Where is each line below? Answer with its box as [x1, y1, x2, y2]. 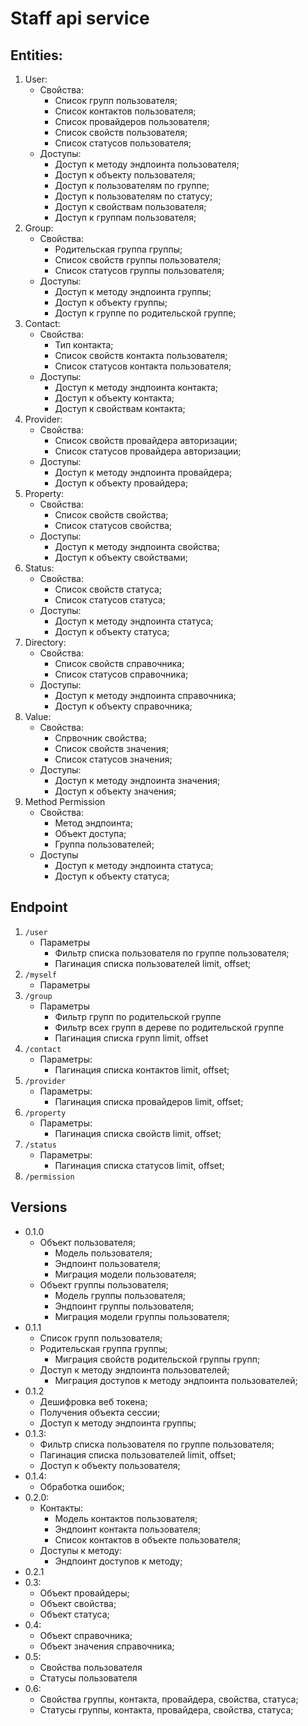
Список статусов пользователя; [54, 137, 192, 149]
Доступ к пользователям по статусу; [54, 190, 213, 202]
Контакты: [39, 1502, 84, 1514]
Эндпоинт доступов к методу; [54, 1555, 183, 1567]
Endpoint [10, 899, 68, 916]
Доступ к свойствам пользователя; [54, 201, 207, 212]
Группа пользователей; [54, 838, 155, 850]
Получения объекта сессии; [39, 1406, 161, 1418]
